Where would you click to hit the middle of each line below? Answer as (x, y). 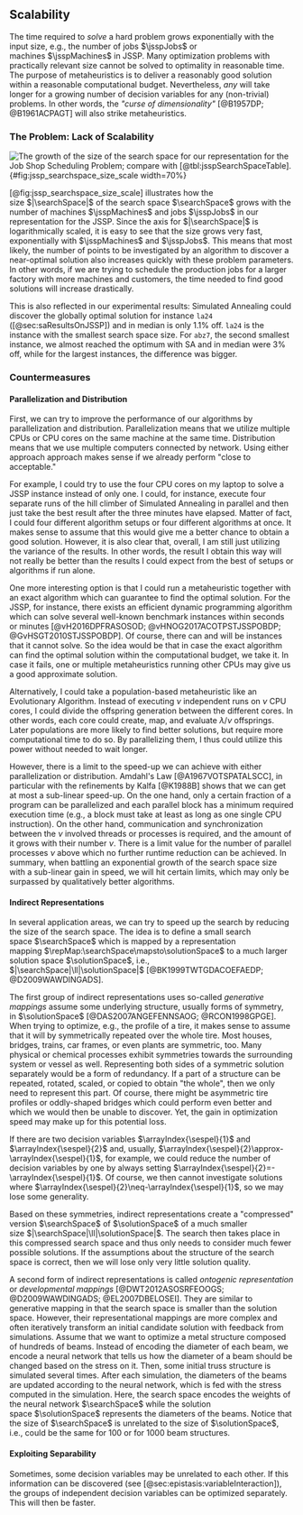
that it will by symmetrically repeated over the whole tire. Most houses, (141, 1035)
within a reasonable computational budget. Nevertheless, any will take (140, 84)
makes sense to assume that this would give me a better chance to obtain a (150, 532)
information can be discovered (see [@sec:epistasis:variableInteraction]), (146, 1483)
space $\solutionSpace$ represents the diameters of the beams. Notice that (151, 1414)
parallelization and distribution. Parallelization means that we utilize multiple (150, 428)
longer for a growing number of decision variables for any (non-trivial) (139, 94)
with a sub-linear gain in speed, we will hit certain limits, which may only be (149, 872)
